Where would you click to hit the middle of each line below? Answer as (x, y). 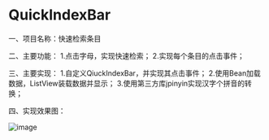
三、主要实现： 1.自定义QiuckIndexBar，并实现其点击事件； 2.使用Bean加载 (135, 73)
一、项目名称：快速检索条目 (55, 38)
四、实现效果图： (37, 111)
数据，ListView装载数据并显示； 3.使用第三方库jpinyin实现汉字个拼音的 (127, 83)
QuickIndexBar (60, 15)
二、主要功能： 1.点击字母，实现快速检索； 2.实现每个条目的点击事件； (127, 55)
